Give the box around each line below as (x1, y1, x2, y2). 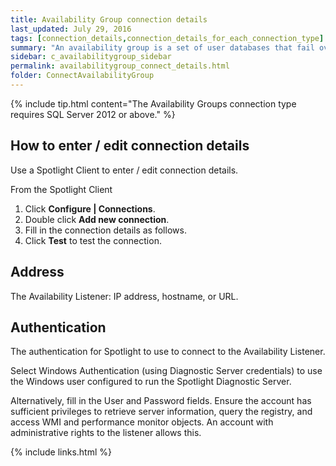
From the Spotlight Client (10, 183, 113, 195)
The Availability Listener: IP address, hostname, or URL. (10, 290, 239, 302)
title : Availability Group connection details (10, 14, 208, 25)
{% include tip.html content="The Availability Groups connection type (10, 97, 297, 110)
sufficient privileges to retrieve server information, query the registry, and (10, 406, 313, 418)
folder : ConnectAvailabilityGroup (10, 71, 155, 81)
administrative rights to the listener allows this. (10, 427, 202, 439)
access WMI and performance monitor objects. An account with (10, 416, 274, 428)
